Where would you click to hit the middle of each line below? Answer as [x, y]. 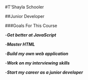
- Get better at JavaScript [31, 35]
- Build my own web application [37, 53]
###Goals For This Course [31, 26]
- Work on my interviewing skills [37, 63]
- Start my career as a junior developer [44, 72]
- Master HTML [20, 44]
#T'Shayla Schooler [25, 7]
